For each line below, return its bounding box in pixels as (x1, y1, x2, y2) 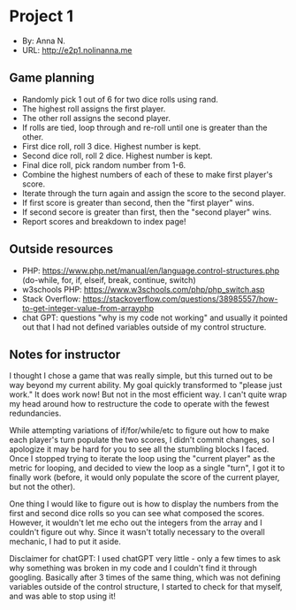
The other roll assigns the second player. (21, 112, 171, 123)
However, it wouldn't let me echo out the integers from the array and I (9, 517, 262, 528)
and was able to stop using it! (9, 591, 117, 602)
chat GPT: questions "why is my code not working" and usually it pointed (21, 312, 288, 323)
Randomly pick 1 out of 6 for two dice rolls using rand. (21, 94, 219, 104)
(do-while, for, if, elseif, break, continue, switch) (21, 274, 196, 285)
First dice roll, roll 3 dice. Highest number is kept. (21, 141, 201, 151)
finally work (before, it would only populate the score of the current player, (9, 472, 280, 483)
